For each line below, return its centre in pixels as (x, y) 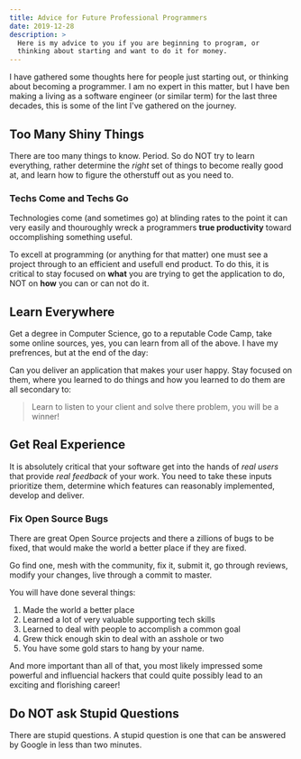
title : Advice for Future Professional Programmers (108, 18)
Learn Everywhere (62, 312)
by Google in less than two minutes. (76, 745)
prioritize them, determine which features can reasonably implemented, (142, 486)
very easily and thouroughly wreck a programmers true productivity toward (150, 227)
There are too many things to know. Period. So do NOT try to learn (132, 155)
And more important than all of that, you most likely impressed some (136, 666)
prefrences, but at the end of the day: (79, 353)
